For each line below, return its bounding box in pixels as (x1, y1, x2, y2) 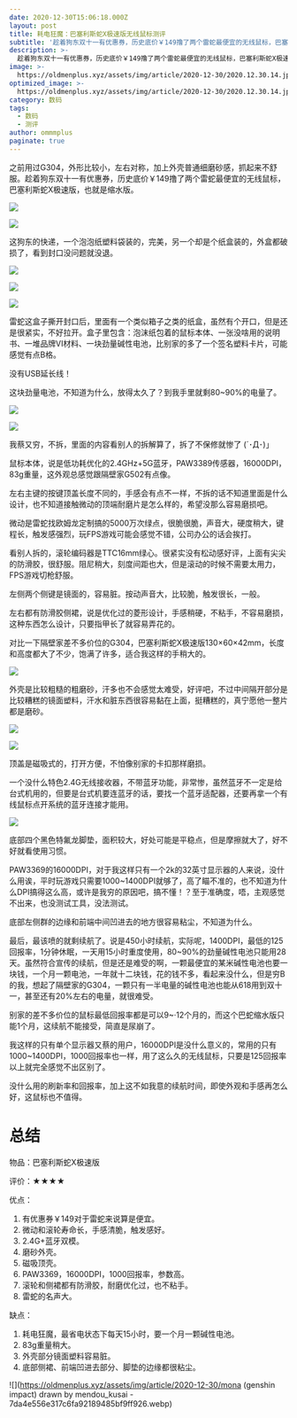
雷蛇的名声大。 (21, 1290, 77, 1301)
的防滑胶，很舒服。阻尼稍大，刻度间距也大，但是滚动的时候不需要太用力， (9, 558, 280, 569)
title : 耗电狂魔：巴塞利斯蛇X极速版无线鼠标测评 (9, 29, 166, 38)
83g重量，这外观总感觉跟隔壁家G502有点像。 (9, 469, 176, 479)
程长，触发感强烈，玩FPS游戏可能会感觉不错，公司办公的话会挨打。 (9, 528, 256, 539)
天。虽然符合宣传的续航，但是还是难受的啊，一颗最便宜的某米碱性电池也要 (9, 957, 280, 968)
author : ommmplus (9, 129, 73, 137)
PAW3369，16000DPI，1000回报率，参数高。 (21, 1268, 189, 1279)
